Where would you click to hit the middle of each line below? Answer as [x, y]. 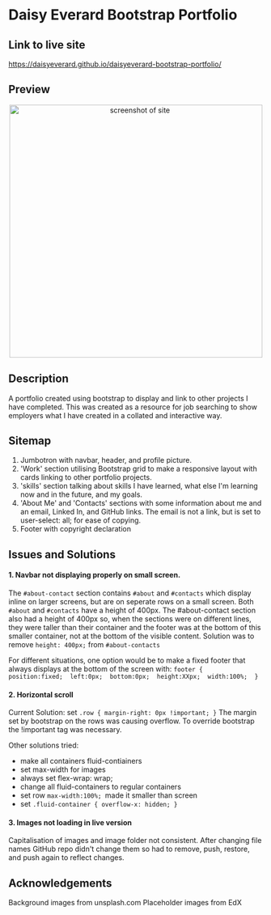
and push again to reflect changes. [66, 858]
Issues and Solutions [62, 555]
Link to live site [47, 45]
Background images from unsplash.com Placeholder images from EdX [125, 903]
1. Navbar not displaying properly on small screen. [94, 575]
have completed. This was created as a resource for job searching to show [133, 407]
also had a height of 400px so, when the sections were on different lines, [130, 619]
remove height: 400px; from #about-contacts [84, 645]
